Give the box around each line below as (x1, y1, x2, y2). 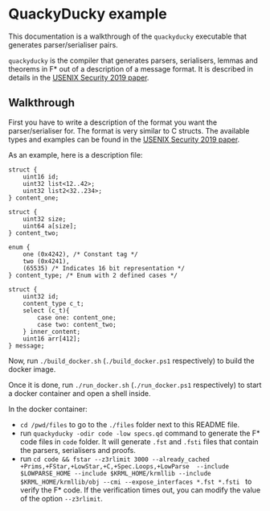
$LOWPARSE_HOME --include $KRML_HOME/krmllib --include (19, 469, 211, 477)
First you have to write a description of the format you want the (8, 117, 218, 127)
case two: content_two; (37, 320, 117, 328)
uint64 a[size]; (22, 222, 78, 230)
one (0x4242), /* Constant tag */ (22, 250, 138, 258)
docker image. (8, 364, 56, 374)
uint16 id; (22, 172, 59, 181)
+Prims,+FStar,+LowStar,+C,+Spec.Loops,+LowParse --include (19, 462, 230, 471)
